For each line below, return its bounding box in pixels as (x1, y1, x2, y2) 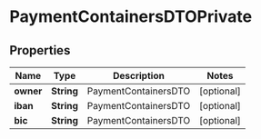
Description (112, 70, 166, 82)
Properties (9, 43, 71, 58)
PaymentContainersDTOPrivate (9, 6, 253, 27)
